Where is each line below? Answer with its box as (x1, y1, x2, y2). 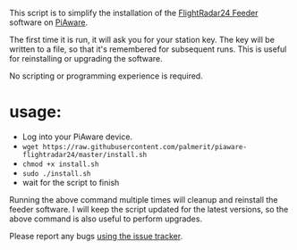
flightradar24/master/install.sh (21, 150, 148, 159)
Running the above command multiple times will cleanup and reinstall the (9, 194, 278, 204)
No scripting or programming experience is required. (9, 71, 203, 81)
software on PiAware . (9, 17, 88, 28)
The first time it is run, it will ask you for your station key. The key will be (9, 35, 276, 45)
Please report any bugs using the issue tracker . (9, 230, 183, 241)
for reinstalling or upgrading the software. (9, 54, 163, 63)
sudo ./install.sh (21, 169, 91, 178)
